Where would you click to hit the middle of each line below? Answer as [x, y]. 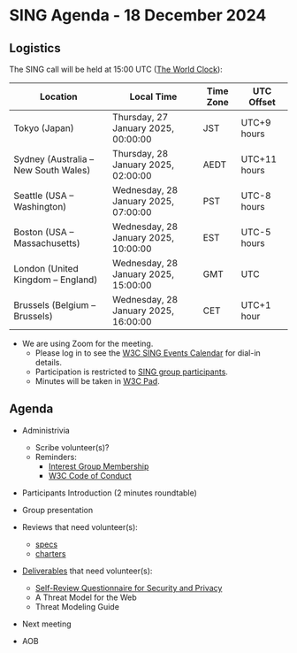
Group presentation [57, 510]
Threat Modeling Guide [77, 606]
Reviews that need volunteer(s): [80, 526]
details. [49, 362]
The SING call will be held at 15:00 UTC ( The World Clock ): [116, 69]
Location [58, 96]
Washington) [40, 207]
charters [50, 553]
